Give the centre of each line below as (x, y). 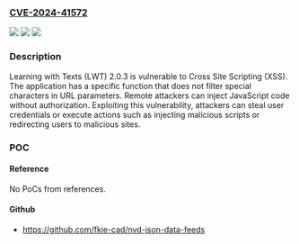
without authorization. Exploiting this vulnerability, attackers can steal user (147, 104)
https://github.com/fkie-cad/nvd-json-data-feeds (114, 229)
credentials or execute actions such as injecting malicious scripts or (135, 114)
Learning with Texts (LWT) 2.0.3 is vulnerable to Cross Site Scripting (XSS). (149, 76)
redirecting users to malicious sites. (75, 124)
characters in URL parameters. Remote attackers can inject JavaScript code (149, 95)
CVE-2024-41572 (48, 13)
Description (35, 57)
